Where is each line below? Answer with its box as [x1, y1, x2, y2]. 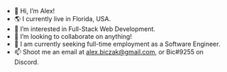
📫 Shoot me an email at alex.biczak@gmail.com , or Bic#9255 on [13, 48, 204, 56]
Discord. [13, 58, 39, 66]
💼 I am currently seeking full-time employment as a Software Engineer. [13, 40, 221, 48]
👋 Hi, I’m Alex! [13, 7, 55, 15]
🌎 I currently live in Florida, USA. [13, 15, 111, 23]
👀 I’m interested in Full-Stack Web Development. [13, 25, 156, 33]
